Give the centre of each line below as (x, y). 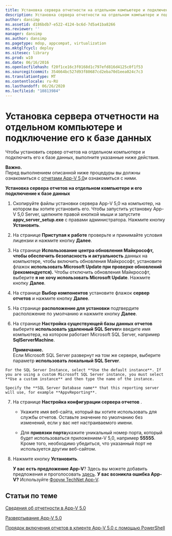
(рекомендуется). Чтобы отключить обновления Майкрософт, (81, 272)
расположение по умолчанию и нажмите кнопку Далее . (75, 314)
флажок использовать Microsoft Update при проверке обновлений (87, 267)
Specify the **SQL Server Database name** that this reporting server (82, 388)
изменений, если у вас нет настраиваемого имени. (77, 423)
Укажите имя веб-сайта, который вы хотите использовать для (89, 412)
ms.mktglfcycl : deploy (29, 48)
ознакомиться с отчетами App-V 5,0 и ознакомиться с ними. (71, 178)
